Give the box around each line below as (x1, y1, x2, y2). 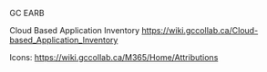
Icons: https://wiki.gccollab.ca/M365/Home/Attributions (9, 52, 219, 62)
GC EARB (9, 8, 45, 18)
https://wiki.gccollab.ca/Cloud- (141, 25, 259, 35)
